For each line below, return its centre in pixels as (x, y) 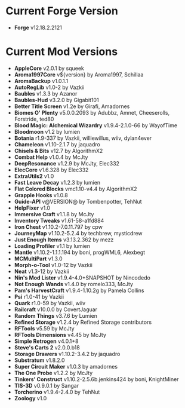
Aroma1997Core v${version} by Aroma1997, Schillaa (79, 74)
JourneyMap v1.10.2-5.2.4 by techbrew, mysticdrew (78, 233)
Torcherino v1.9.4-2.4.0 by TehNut (57, 392)
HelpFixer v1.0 (32, 208)
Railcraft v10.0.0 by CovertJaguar (56, 309)
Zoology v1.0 (30, 398)
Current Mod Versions (61, 52)
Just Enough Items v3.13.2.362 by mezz (64, 240)
